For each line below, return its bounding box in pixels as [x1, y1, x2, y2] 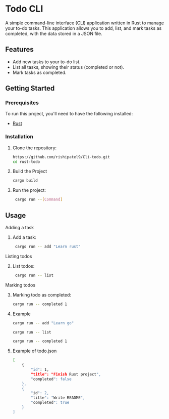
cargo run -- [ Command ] [15, 197, 63, 202]
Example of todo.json [12, 348, 57, 354]
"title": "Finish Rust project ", [31, 371, 101, 377]
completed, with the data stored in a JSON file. [5, 30, 102, 36]
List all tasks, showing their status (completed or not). [12, 64, 125, 70]
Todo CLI [5, 3, 43, 15]
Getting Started [5, 84, 55, 93]
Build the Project [12, 168, 47, 175]
